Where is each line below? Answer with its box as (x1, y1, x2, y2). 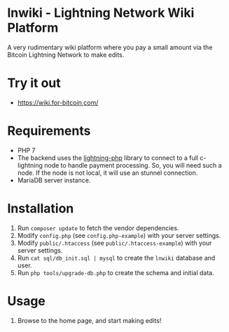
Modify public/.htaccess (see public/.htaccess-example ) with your (17, 239, 212, 247)
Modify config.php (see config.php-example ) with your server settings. (17, 231, 221, 239)
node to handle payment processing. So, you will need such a (44, 161, 222, 169)
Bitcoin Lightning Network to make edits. (7, 51, 125, 59)
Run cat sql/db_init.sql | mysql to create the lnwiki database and (17, 253, 216, 262)
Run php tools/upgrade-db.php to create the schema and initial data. (17, 268, 215, 277)
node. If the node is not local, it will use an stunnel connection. (17, 168, 198, 177)
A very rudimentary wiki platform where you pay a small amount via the (7, 43, 213, 51)
